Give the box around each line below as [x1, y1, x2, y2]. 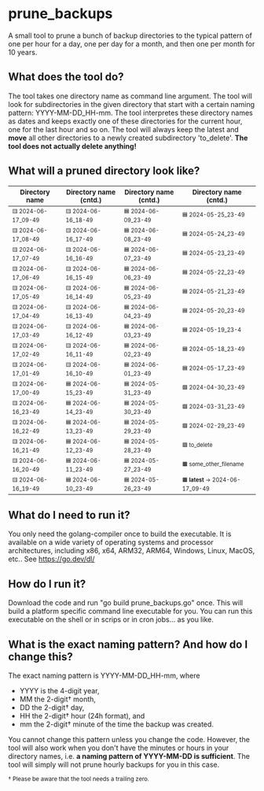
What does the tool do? [8, 70, 124, 83]
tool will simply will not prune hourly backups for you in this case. [8, 760, 220, 769]
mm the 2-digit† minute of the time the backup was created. [19, 719, 214, 729]
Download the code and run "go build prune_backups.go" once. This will [8, 598, 244, 608]
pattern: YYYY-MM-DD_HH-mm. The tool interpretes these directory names [8, 108, 254, 117]
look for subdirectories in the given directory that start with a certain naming [8, 99, 255, 109]
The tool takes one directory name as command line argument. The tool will [8, 91, 253, 101]
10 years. [8, 47, 38, 57]
